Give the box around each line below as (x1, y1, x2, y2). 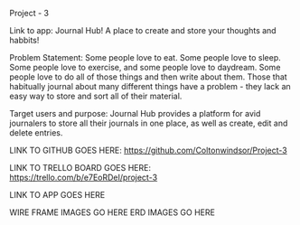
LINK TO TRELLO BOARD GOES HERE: (9, 163, 152, 173)
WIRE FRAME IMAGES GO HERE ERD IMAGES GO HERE (9, 207, 215, 218)
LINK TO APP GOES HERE (9, 190, 106, 200)
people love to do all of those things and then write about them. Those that (9, 71, 287, 82)
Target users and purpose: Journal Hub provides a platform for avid (9, 108, 261, 118)
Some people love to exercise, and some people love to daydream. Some (9, 62, 281, 72)
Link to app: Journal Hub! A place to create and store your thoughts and (9, 25, 277, 35)
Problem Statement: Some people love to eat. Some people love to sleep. (9, 52, 282, 62)
